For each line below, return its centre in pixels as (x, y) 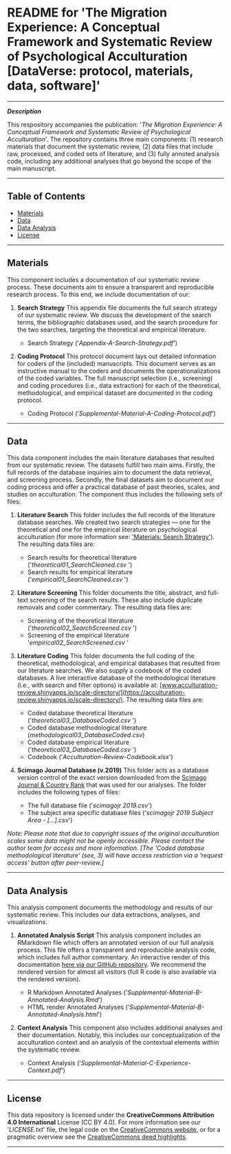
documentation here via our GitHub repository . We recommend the (111, 965)
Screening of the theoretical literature (80, 621)
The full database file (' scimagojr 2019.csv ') (90, 805)
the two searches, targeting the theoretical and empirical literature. (112, 329)
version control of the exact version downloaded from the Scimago (112, 778)
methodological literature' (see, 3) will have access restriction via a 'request (115, 856)
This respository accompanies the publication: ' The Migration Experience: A (115, 124)
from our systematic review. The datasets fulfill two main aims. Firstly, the (111, 465)
